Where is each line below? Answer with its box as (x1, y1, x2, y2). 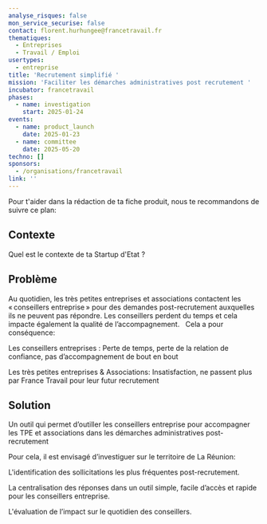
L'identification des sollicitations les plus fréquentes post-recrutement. (8, 467, 241, 477)
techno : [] (8, 152, 45, 160)
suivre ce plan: (8, 205, 57, 215)
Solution (8, 398, 51, 412)
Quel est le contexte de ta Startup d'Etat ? (8, 249, 146, 259)
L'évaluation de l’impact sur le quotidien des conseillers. (8, 507, 192, 517)
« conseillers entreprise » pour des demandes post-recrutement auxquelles (8, 302, 255, 312)
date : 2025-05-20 (22, 145, 80, 153)
